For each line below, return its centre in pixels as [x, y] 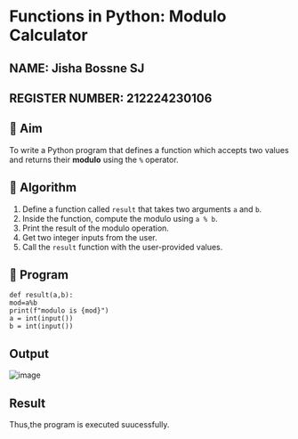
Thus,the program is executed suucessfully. [89, 425]
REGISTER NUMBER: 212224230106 [111, 98]
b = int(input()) [41, 327]
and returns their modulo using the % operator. [94, 159]
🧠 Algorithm [43, 187]
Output [29, 354]
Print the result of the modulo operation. [95, 228]
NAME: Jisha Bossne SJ [77, 68]
